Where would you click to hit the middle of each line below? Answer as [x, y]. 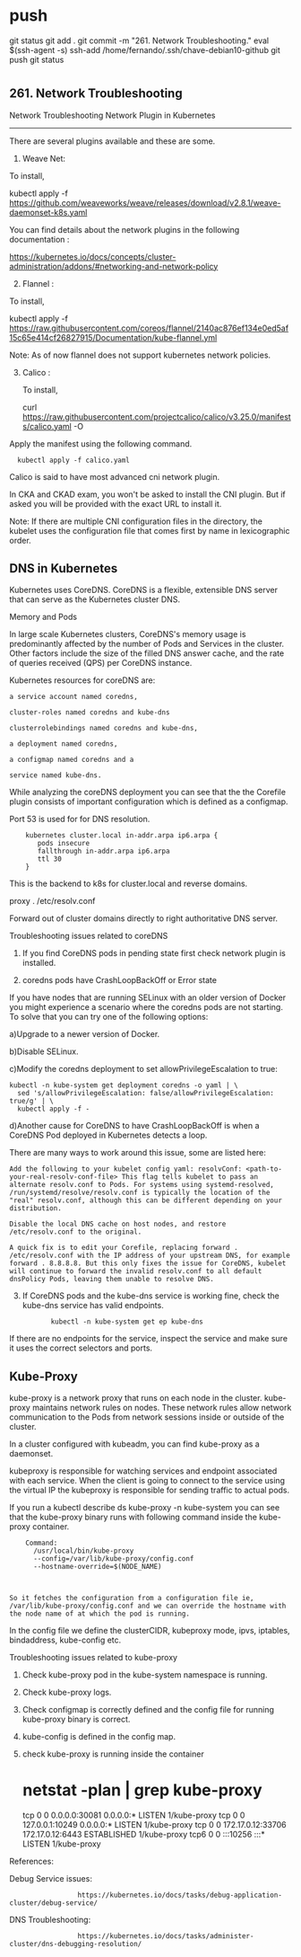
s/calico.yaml [47, 426]
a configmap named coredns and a [72, 760]
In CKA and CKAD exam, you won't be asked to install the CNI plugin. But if [147, 494]
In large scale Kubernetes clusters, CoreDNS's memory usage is [128, 634]
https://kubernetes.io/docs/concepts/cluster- [93, 256]
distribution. [36, 1209]
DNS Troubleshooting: [50, 1920]
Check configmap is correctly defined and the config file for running [148, 1710]
